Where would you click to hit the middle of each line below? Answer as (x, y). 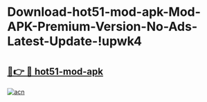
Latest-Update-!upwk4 (74, 41)
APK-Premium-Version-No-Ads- (102, 27)
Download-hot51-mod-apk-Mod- (104, 12)
